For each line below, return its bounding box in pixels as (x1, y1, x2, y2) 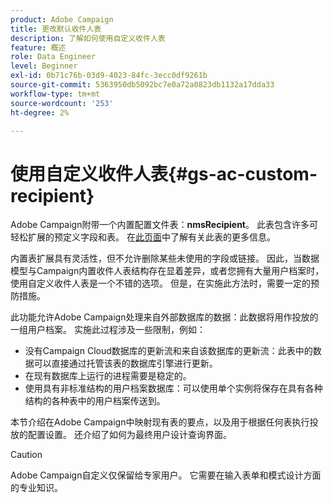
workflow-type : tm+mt (10, 89, 101, 99)
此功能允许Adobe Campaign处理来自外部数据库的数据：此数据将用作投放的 (10, 311, 319, 323)
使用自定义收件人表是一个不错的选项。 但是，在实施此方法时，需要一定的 (10, 277, 311, 290)
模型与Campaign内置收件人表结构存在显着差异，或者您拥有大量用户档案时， (10, 265, 325, 277)
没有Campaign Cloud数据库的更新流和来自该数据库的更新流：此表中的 (24, 345, 313, 357)
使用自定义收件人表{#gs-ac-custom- (10, 162, 318, 185)
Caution (10, 449, 43, 461)
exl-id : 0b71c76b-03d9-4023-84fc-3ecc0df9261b (10, 71, 208, 81)
